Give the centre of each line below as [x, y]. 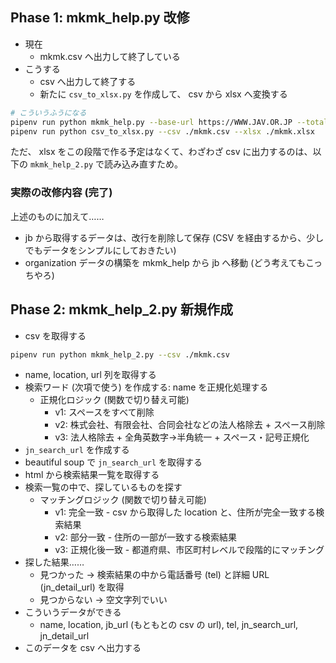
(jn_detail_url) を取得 [82, 587]
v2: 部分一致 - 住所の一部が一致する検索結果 [146, 537]
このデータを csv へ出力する [83, 648]
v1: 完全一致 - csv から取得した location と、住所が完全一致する [185, 512]
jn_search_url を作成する [77, 450]
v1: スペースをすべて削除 [104, 412]
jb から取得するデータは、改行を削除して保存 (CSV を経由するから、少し [174, 237]
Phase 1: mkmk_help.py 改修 [100, 18]
